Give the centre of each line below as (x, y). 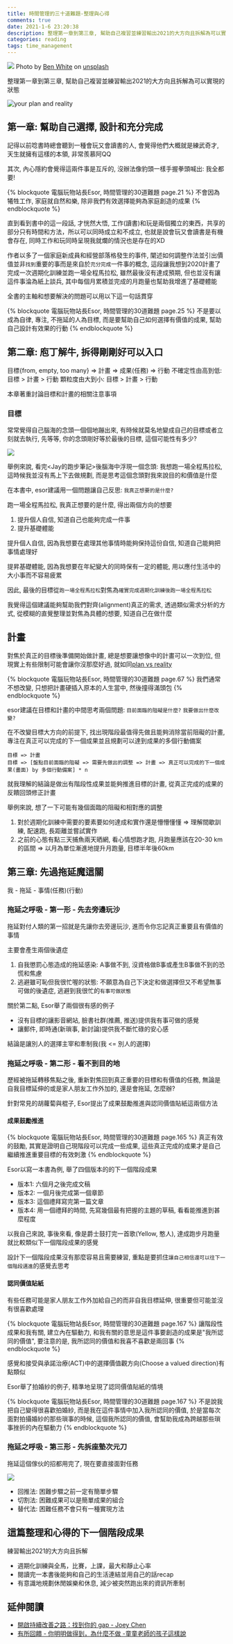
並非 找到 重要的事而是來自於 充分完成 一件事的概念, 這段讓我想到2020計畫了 (117, 264)
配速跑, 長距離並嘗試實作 (62, 830)
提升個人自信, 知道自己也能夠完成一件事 (74, 519)
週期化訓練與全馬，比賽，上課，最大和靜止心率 (84, 1565)
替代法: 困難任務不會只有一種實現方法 (71, 1508)
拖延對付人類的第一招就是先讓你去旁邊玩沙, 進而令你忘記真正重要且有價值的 (115, 926)
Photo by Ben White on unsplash (62, 66)
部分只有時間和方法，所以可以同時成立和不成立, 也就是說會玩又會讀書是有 (112, 232)
